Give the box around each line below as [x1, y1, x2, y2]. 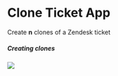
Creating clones [7, 44, 55, 52]
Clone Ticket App [7, 5, 111, 21]
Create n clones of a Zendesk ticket [7, 28, 111, 36]
